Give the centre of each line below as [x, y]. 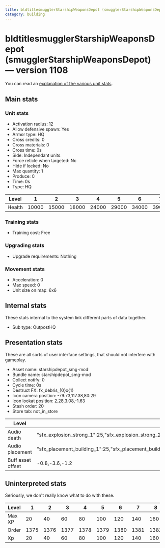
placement [20, 452]
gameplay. [15, 360]
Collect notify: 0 [28, 379]
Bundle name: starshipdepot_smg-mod [52, 375]
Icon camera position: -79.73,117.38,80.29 [54, 395]
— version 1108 [37, 70]
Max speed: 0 [26, 285]
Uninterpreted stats [36, 484]
